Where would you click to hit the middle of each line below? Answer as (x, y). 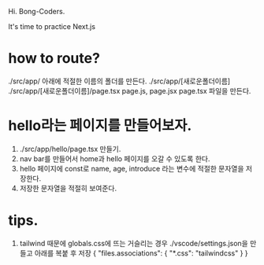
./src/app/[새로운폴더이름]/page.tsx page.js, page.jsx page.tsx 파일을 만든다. (130, 90)
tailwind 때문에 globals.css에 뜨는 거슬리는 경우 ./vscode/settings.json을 (134, 243)
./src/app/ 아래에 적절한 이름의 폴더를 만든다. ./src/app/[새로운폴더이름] (119, 81)
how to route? (54, 59)
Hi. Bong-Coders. (37, 11)
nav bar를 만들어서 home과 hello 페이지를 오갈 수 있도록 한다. (115, 158)
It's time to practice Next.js (52, 26)
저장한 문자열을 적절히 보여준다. (68, 188)
